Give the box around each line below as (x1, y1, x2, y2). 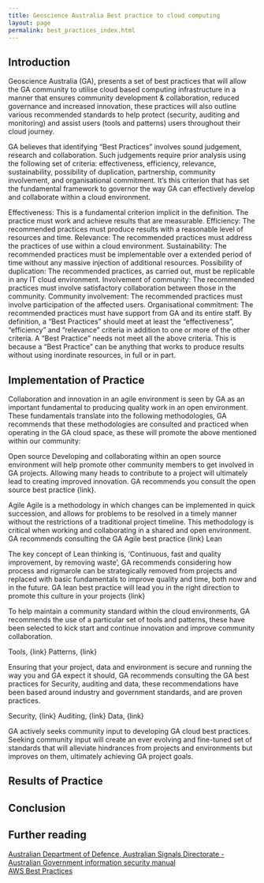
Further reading (8, 829, 87, 842)
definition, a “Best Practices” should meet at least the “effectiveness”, (8, 317, 234, 326)
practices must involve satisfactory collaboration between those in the (8, 284, 236, 293)
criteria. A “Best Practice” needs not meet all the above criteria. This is (8, 333, 236, 344)
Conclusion (8, 801, 66, 814)
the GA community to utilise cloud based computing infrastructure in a (8, 85, 236, 95)
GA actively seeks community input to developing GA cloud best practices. (8, 727, 251, 735)
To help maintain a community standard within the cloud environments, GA (8, 607, 251, 616)
